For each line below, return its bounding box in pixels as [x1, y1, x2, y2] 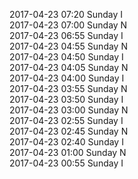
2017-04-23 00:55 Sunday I [9, 157, 124, 169]
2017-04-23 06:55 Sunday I [9, 30, 124, 41]
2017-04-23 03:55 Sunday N [9, 83, 128, 94]
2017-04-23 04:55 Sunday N [9, 40, 128, 52]
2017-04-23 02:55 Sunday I [9, 115, 124, 126]
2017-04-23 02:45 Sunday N [9, 125, 129, 137]
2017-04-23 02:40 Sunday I [9, 136, 124, 148]
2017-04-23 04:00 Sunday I [9, 72, 125, 84]
